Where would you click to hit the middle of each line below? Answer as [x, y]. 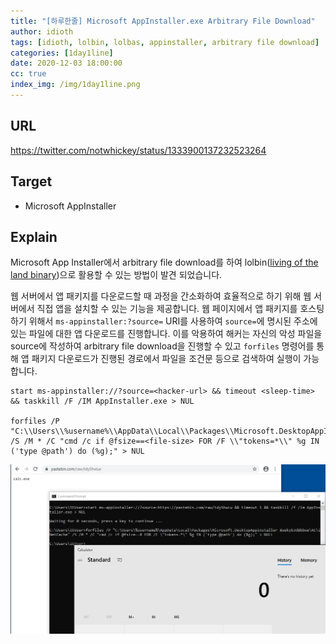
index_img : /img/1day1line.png [75, 85]
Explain [34, 236]
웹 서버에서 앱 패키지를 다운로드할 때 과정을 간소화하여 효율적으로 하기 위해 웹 [161, 296]
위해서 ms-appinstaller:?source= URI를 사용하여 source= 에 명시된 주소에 [173, 321]
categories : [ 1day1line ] [62, 53]
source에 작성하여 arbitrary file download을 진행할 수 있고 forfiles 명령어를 [162, 346]
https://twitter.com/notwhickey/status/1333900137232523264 [138, 150]
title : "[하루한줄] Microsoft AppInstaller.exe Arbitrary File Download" [163, 21]
